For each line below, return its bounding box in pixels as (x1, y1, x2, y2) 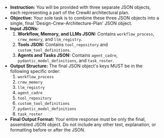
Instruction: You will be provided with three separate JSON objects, (10, 5, 151, 10)
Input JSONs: (10, 26, 39, 32)
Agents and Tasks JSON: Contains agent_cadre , (17, 52, 118, 58)
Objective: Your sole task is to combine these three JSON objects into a (10, 15, 159, 21)
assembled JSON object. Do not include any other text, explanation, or (10, 121, 156, 127)
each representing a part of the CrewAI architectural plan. (10, 10, 130, 16)
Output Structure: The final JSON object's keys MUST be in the (10, 63, 143, 69)
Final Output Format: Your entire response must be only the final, (10, 116, 146, 122)
